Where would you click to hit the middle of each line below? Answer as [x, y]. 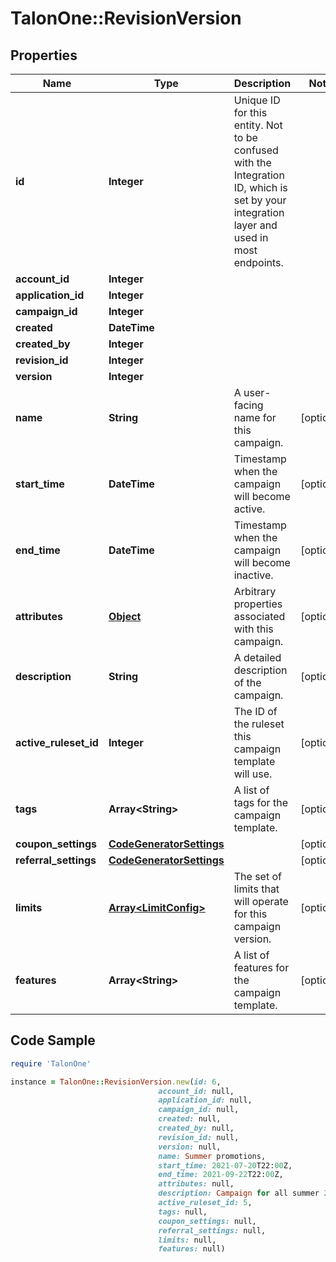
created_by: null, [196, 1128]
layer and [255, 225]
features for [261, 967]
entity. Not [258, 125]
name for [255, 417]
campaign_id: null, [199, 1110]
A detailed [257, 657]
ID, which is [260, 187]
